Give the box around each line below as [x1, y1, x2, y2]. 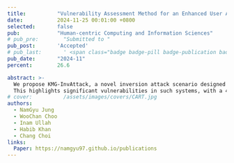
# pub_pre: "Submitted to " [7, 36, 111, 43]
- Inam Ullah [13, 119, 52, 126]
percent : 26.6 [7, 62, 70, 69]
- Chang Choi [13, 132, 52, 139]
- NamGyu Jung [13, 107, 54, 114]
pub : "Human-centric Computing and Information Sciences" [7, 29, 214, 37]
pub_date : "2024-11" [7, 55, 86, 62]
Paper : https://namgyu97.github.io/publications [13, 145, 157, 153]
